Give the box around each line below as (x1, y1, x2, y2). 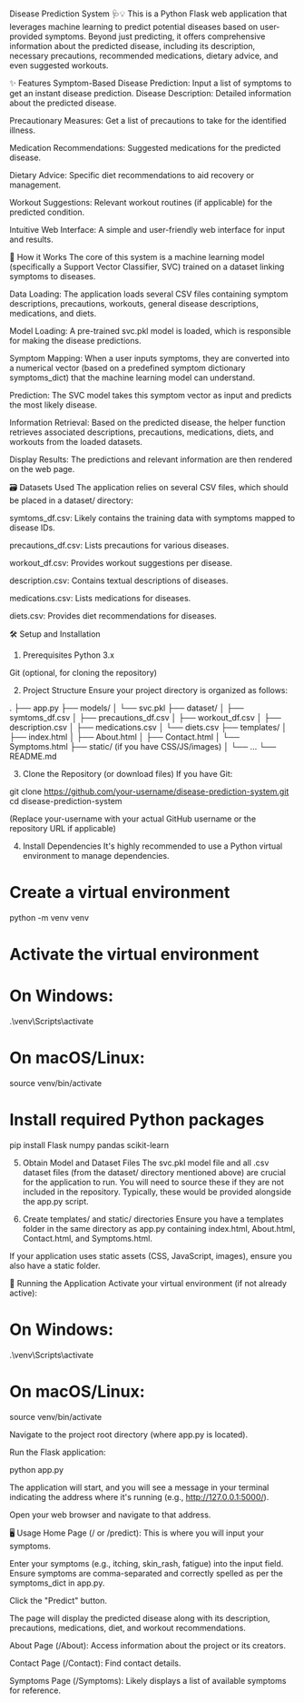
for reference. (9, 1685, 62, 1696)
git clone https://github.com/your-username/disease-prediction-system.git (9, 786, 289, 797)
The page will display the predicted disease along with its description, (9, 1612, 270, 1623)
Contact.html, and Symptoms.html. (22, 1233, 152, 1244)
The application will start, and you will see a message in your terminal (9, 1482, 270, 1493)
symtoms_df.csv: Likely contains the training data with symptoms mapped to (9, 513, 296, 523)
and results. (9, 234, 54, 245)
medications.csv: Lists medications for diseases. (9, 593, 191, 603)
